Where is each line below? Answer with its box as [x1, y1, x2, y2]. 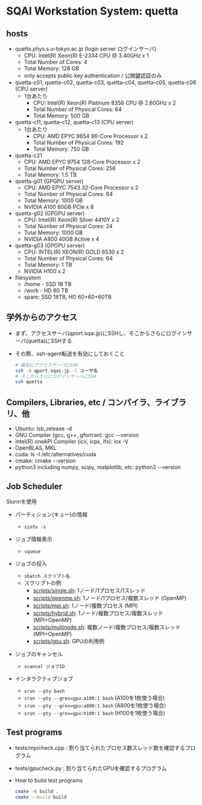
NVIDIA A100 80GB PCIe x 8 [24, 203, 94, 210]
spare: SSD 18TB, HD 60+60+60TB [24, 294, 112, 300]
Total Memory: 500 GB [33, 112, 89, 119]
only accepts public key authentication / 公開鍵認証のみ [24, 72, 162, 79]
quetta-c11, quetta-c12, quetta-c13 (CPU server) [14, 119, 134, 125]
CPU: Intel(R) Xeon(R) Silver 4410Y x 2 [24, 216, 119, 223]
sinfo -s [24, 524, 46, 530]
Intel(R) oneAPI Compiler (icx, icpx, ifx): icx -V [14, 438, 128, 445]
